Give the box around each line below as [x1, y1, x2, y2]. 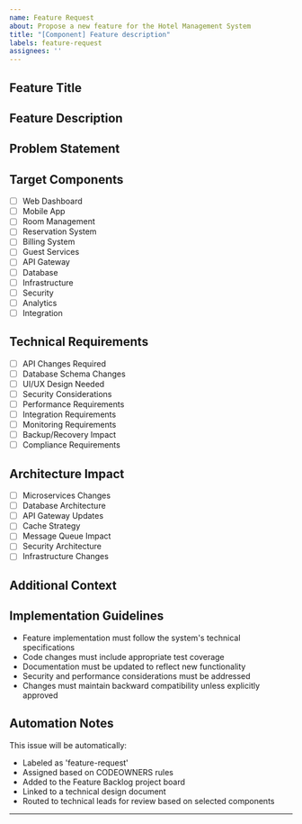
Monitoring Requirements [22, 420, 117, 430]
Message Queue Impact [22, 530, 111, 541]
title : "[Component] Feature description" [9, 30, 171, 39]
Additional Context [9, 577, 117, 593]
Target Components [9, 172, 124, 187]
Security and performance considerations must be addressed [22, 670, 251, 681]
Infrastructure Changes [22, 551, 110, 562]
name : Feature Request [9, 13, 94, 23]
